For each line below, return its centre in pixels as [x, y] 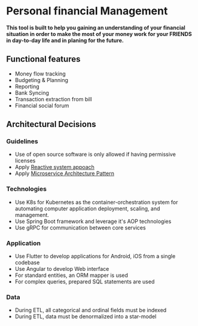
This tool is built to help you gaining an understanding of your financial [96, 28]
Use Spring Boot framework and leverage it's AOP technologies [93, 221]
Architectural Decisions [51, 124]
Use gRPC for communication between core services [80, 227]
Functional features [43, 59]
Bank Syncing [32, 93]
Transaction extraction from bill [53, 99]
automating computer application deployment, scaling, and [87, 209]
